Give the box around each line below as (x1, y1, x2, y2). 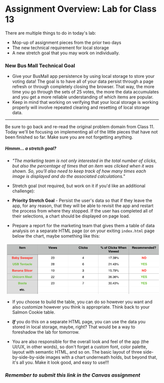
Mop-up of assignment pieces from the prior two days (12, 39, 122, 45)
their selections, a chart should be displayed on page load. (12, 213, 130, 219)
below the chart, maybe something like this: (12, 233, 100, 239)
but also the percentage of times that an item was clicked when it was (12, 163, 154, 169)
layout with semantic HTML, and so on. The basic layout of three (12, 349, 143, 355)
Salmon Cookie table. (12, 310, 55, 315)
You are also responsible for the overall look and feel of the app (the (12, 339, 149, 345)
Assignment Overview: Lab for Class (5, 3, 157, 15)
